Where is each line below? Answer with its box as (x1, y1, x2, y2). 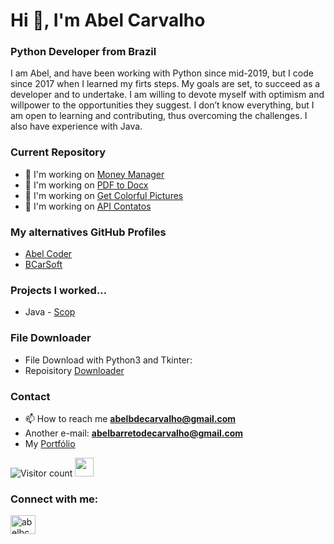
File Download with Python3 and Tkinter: (24, 354, 193, 366)
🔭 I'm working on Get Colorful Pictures (24, 189, 184, 201)
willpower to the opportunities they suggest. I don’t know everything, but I (10, 99, 315, 111)
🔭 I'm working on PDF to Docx (24, 179, 149, 191)
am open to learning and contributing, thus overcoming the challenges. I (10, 110, 308, 122)
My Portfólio (24, 437, 76, 449)
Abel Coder (24, 248, 73, 260)
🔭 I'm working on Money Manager (24, 168, 165, 180)
